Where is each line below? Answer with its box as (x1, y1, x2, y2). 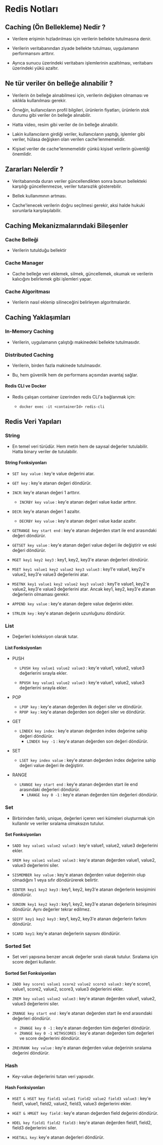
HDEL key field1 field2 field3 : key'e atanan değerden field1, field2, (12, 1120, 152, 1125)
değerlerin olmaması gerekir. (12, 591, 70, 597)
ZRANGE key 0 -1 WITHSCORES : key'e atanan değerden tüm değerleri (19, 1030, 154, 1036)
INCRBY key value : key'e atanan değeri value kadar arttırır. (19, 499, 137, 505)
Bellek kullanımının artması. (12, 193, 67, 198)
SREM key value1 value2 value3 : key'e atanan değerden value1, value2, (12, 857, 156, 863)
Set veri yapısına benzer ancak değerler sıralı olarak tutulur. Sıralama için (12, 954, 158, 960)
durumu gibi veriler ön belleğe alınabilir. (12, 112, 91, 118)
